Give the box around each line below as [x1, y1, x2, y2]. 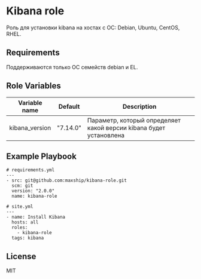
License [6, 251, 36, 261]
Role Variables [6, 81, 61, 91]
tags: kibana [11, 235, 44, 241]
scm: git [11, 183, 33, 189]
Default [58, 102, 80, 111]
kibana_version [9, 124, 51, 132]
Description [122, 102, 157, 111]
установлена [87, 131, 124, 139]
